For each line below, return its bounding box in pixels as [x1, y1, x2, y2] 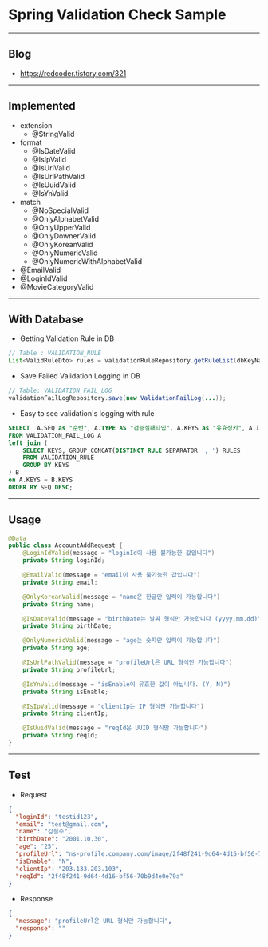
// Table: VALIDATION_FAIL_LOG [8, 386, 112, 395]
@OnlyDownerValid [31, 230, 97, 241]
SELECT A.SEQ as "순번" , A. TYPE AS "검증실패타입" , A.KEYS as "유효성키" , [8, 424, 246, 432]
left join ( [8, 438, 48, 447]
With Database [8, 312, 84, 326]
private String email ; [22, 578, 98, 586]
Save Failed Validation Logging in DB [19, 371, 141, 381]
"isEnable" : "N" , [15, 857, 73, 865]
